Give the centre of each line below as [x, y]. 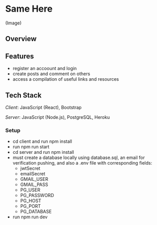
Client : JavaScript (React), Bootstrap [43, 107]
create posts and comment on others [51, 74]
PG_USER [30, 190]
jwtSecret [30, 169]
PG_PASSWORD [37, 196]
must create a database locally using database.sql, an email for [79, 157]
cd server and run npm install [43, 152]
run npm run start [31, 147]
